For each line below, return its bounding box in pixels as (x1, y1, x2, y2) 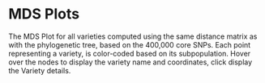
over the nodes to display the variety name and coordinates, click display (8, 57, 253, 67)
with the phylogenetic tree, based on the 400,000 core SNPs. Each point (8, 39, 251, 49)
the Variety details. (8, 65, 71, 75)
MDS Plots (8, 5, 79, 23)
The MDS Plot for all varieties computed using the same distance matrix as (8, 31, 258, 41)
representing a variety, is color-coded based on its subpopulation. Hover (8, 48, 251, 58)
